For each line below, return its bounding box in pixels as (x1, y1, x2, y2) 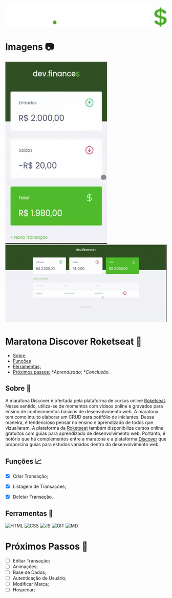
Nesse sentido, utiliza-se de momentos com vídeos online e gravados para (5, 403, 163, 409)
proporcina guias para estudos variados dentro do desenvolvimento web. (5, 442, 160, 448)
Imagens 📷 (5, 41, 55, 52)
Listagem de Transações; (12, 483, 67, 490)
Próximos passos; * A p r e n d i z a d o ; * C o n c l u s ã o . (12, 369, 110, 375)
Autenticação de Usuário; (12, 575, 67, 582)
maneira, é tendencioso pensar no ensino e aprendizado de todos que (5, 419, 154, 426)
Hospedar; (12, 587, 35, 593)
